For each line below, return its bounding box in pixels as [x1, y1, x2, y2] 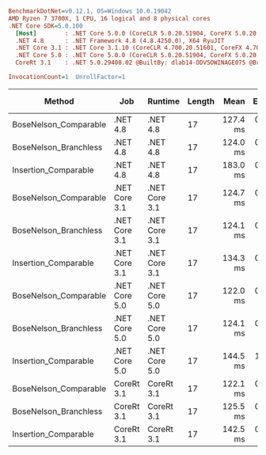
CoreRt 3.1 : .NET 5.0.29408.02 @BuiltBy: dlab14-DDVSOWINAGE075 [15, 59, 246, 67]
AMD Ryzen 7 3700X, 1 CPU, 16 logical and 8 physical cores [8, 14, 211, 22]
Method [44, 96, 74, 107]
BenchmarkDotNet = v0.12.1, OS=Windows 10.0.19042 [8, 7, 172, 15]
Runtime [147, 96, 180, 107]
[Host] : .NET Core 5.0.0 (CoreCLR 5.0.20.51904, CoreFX [15, 29, 232, 37]
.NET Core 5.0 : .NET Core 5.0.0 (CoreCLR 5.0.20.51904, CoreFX [15, 51, 232, 59]
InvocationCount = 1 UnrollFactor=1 [8, 73, 126, 81]
